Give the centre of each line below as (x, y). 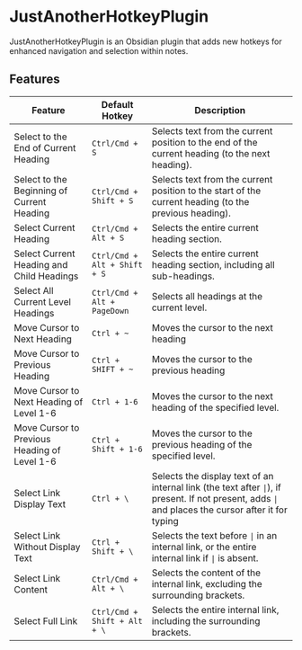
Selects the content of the (206, 573)
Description (220, 110)
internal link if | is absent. (205, 557)
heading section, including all (213, 264)
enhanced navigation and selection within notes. (99, 50)
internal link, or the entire (204, 547)
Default (117, 104)
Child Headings (46, 276)
